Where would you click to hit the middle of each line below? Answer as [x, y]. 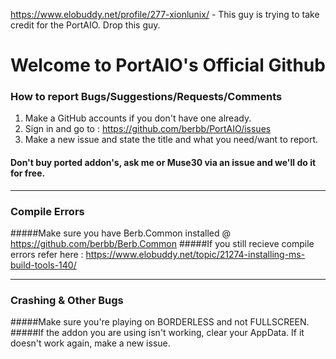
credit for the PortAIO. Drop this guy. [85, 25]
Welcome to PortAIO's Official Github [168, 65]
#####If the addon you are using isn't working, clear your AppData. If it [157, 333]
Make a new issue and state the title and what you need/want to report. [171, 140]
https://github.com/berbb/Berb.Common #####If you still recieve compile [162, 243]
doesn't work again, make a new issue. [90, 343]
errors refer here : [47, 254]
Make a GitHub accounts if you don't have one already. [138, 118]
